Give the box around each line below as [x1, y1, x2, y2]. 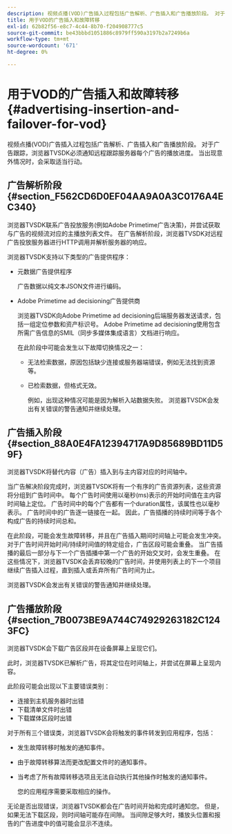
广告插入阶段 [7, 427, 62, 438]
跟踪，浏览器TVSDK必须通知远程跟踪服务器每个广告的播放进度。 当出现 [12, 148, 217, 157]
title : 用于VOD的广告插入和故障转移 [7, 17, 100, 23]
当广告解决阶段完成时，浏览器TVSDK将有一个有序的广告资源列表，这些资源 [7, 483, 222, 491]
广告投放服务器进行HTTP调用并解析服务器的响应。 [7, 237, 151, 246]
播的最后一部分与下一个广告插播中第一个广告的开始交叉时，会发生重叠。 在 [7, 549, 221, 557]
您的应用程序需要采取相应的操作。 [17, 788, 115, 796]
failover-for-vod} [7, 117, 107, 132]
